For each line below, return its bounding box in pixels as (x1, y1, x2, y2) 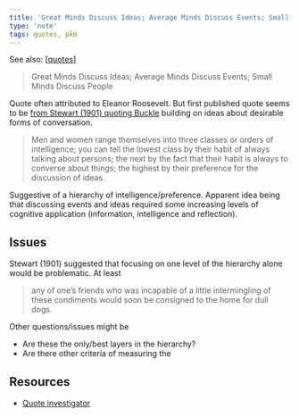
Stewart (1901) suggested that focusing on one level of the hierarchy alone (9, 258, 283, 269)
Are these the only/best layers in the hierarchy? (21, 338, 196, 349)
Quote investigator (21, 398, 91, 408)
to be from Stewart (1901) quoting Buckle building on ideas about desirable (9, 108, 284, 119)
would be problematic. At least (9, 268, 122, 279)
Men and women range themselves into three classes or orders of (30, 135, 274, 146)
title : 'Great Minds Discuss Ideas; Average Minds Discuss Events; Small (9, 13, 290, 22)
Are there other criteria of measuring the (21, 348, 171, 359)
